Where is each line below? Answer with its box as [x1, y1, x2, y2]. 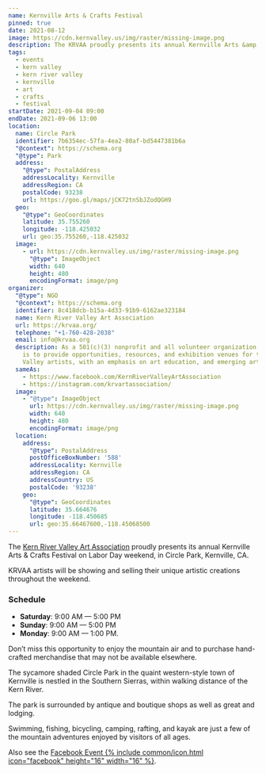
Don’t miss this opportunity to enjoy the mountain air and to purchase [8, 644, 234, 654]
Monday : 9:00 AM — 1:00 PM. [19, 629, 119, 638]
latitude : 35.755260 [22, 218, 90, 226]
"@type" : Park [15, 151, 62, 159]
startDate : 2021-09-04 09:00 [8, 108, 104, 116]
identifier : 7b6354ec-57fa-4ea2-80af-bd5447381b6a [15, 136, 186, 145]
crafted [8, 652, 32, 662]
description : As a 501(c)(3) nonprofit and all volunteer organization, [15, 343, 260, 351]
